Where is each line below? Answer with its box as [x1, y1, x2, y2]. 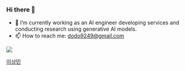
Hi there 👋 [6, 5, 36, 14]
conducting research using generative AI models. [14, 25, 137, 32]
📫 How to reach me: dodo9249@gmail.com [14, 32, 124, 40]
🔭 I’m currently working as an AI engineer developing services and [14, 19, 180, 26]
